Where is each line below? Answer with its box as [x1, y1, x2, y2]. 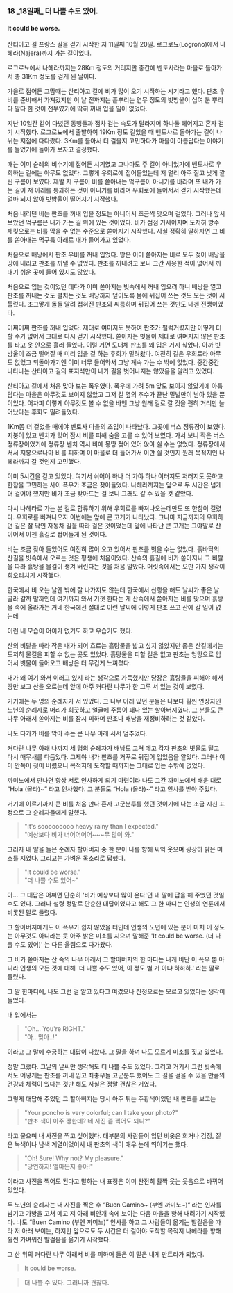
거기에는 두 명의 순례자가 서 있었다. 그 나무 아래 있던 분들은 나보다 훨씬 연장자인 [7, 697, 222, 706]
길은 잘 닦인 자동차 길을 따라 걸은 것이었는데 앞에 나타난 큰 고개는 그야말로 [14, 521, 214, 530]
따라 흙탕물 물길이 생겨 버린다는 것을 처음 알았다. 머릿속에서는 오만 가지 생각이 [14, 562, 225, 571]
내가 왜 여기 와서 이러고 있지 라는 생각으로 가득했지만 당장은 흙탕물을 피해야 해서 [7, 674, 224, 682]
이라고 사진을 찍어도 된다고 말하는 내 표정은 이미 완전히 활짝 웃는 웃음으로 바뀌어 [7, 1177, 224, 1186]
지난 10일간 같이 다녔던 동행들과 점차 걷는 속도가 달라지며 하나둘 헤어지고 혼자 [7, 120, 217, 128]
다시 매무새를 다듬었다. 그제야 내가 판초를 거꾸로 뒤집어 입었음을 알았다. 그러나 [7, 753, 218, 761]
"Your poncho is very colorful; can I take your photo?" [24, 1109, 179, 1117]
